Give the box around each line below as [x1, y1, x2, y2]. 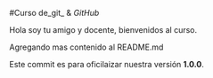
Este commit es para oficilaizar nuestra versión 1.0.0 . [9, 59, 205, 69]
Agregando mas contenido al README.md [9, 42, 164, 52]
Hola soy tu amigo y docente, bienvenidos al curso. [9, 25, 198, 35]
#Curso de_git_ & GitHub [9, 8, 100, 18]
